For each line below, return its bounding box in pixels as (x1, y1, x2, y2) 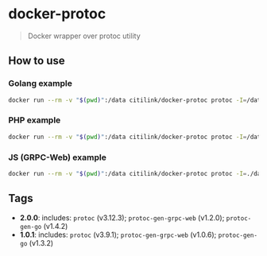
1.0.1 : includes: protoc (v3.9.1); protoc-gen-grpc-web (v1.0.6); (19, 230, 217, 239)
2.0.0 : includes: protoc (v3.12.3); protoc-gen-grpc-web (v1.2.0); (19, 212, 225, 223)
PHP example (8, 114, 61, 126)
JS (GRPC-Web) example (8, 152, 107, 163)
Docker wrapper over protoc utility (27, 31, 141, 41)
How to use (8, 54, 65, 68)
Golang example (8, 78, 73, 89)
